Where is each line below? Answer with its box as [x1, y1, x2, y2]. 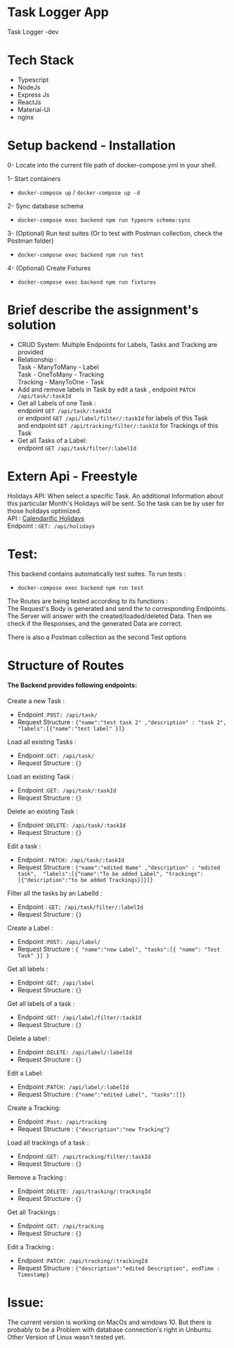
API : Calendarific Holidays [7, 514, 84, 522]
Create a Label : [7, 924, 53, 933]
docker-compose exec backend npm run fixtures [17, 279, 157, 286]
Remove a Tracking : [7, 1173, 67, 1182]
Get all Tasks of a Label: [17, 436, 88, 444]
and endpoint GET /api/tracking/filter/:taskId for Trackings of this [17, 421, 219, 429]
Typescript [17, 75, 49, 84]
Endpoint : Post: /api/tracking [17, 1117, 108, 1126]
